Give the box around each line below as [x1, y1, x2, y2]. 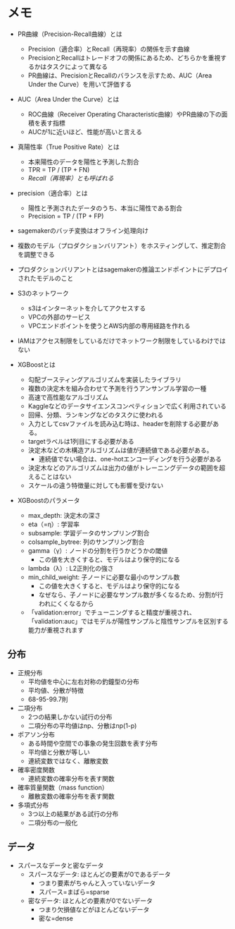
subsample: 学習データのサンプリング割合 [27, 528, 150, 537]
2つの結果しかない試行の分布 [27, 712, 113, 721]
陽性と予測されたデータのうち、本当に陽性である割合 [27, 204, 183, 212]
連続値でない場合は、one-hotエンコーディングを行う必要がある [38, 454, 222, 463]
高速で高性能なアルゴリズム [27, 393, 109, 401]
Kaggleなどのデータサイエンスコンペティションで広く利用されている [27, 401, 227, 410]
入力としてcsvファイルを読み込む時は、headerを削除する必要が [27, 419, 213, 427]
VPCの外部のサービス [27, 312, 91, 321]
